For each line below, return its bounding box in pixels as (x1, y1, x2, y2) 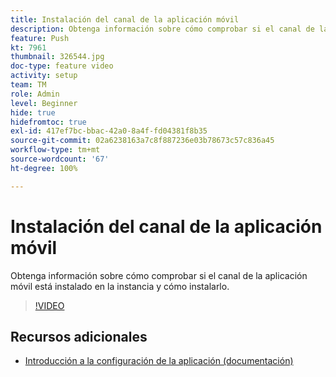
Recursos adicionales (10, 328, 148, 345)
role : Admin (10, 89, 60, 99)
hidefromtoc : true (10, 117, 87, 127)
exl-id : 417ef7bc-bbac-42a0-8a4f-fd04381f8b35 (10, 126, 208, 136)
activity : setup (10, 71, 78, 81)
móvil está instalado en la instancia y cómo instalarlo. (10, 280, 230, 292)
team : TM (10, 80, 47, 90)
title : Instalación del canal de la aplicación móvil (10, 14, 240, 25)
